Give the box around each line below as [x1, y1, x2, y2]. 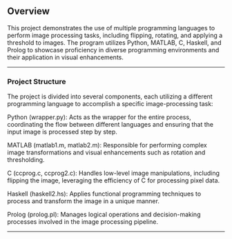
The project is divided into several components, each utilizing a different [7, 92, 213, 101]
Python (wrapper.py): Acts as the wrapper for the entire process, [7, 113, 191, 121]
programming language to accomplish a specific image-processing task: [7, 100, 213, 108]
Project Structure [7, 76, 66, 86]
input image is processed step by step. [7, 127, 117, 136]
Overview [7, 6, 50, 17]
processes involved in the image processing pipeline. [7, 218, 159, 226]
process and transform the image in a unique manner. [7, 197, 160, 205]
